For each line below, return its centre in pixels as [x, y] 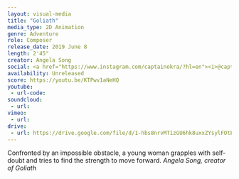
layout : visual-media [39, 14]
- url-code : [28, 93]
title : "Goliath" [33, 21]
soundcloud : [25, 100]
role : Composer [30, 40]
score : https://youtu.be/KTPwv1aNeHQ [63, 80]
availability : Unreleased [46, 73]
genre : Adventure [33, 34]
